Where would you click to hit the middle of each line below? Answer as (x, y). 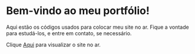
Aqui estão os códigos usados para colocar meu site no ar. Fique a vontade (98, 27)
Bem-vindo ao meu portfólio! (78, 11)
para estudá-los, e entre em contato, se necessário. (69, 33)
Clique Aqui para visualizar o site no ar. (54, 45)
